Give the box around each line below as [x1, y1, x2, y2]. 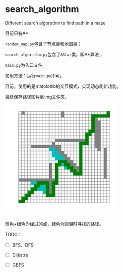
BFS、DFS [12, 242, 34, 248]
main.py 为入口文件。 [5, 62, 47, 68]
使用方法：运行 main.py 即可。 [5, 72, 64, 78]
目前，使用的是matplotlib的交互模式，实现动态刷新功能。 [5, 83, 121, 89]
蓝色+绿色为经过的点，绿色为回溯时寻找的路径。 [5, 221, 104, 227]
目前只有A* [5, 30, 29, 36]
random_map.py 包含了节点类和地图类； [5, 41, 82, 47]
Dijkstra [12, 252, 28, 258]
